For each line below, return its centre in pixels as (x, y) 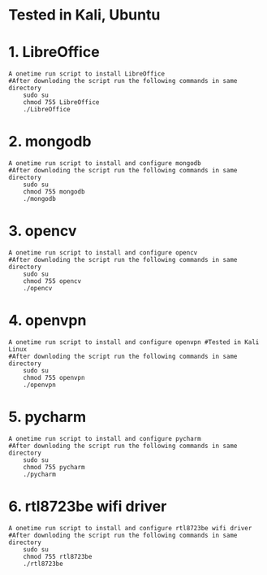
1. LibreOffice (54, 52)
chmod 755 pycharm (54, 467)
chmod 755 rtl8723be (58, 556)
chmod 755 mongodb (54, 192)
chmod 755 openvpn (54, 377)
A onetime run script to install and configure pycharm (105, 438)
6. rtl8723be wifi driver (88, 507)
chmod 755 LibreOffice (61, 102)
